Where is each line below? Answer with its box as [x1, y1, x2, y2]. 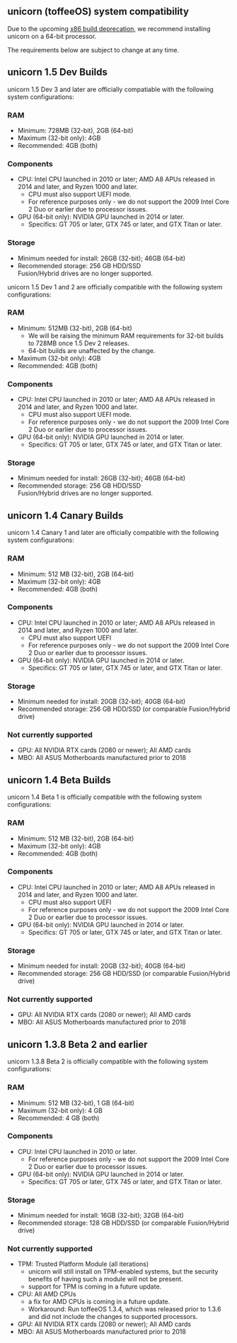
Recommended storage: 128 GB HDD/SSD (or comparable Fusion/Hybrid [17, 1218, 229, 1227]
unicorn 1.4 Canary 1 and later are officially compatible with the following [7, 529, 219, 537]
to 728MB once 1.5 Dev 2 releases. [28, 339, 129, 347]
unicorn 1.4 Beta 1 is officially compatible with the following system [7, 792, 202, 802]
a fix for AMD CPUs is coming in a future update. [28, 1298, 170, 1306]
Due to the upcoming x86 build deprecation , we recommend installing [7, 24, 211, 33]
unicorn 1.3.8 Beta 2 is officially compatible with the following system [7, 1057, 209, 1066]
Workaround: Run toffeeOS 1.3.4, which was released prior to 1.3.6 [28, 1305, 221, 1313]
